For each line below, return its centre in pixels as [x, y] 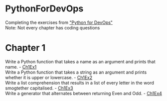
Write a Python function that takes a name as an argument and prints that [80, 61]
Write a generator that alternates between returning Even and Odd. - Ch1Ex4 [83, 93]
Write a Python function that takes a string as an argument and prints [76, 72]
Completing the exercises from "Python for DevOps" [59, 22]
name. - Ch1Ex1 [21, 67]
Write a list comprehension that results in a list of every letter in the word [80, 83]
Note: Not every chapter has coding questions [53, 27]
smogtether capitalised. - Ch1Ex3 [39, 88]
